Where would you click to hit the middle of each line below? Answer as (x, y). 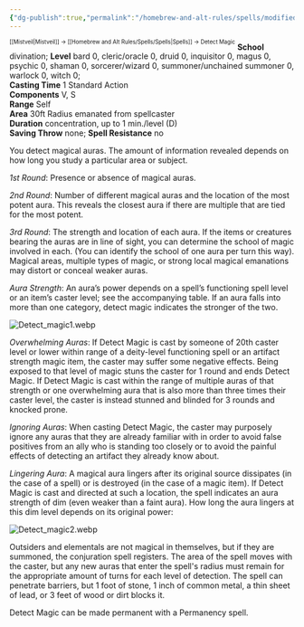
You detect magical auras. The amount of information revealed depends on (149, 151)
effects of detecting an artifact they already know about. (114, 456)
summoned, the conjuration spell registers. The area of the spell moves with (151, 556)
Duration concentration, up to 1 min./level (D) (94, 124)
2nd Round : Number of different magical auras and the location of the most (149, 195)
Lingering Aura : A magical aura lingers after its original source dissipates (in (151, 474)
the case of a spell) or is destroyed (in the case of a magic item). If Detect (147, 483)
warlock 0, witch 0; (45, 76)
